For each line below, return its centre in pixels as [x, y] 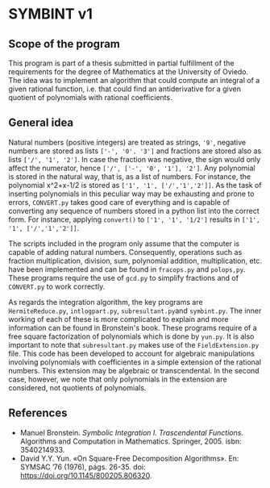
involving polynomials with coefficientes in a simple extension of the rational [135, 362]
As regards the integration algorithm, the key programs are [106, 302]
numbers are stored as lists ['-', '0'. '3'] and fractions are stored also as [135, 151]
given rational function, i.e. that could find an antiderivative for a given [125, 89]
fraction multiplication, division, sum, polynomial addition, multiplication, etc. [135, 261]
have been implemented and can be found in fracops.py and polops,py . [127, 269]
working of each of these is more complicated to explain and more [118, 319]
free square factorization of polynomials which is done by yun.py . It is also [131, 336]
